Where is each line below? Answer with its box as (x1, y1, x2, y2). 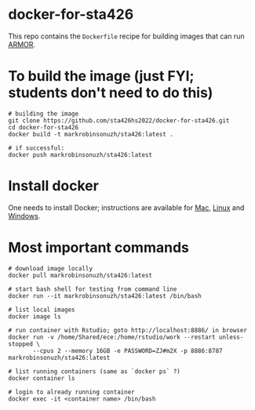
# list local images (8, 306, 76, 314)
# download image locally (8, 264, 93, 272)
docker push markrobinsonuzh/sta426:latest (8, 151, 153, 158)
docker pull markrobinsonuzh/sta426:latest (8, 271, 153, 279)
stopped (8, 339, 34, 348)
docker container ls (8, 374, 76, 382)
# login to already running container (8, 388, 135, 396)
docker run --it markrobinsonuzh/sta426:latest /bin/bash (8, 292, 202, 299)
